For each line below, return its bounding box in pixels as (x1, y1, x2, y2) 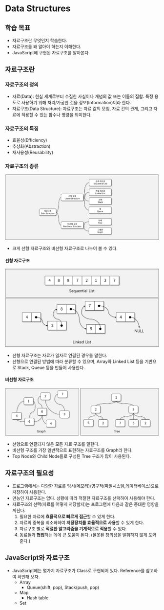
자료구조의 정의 (5, 81, 39, 88)
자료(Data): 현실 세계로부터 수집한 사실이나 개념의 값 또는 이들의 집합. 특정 (12, 93, 154, 99)
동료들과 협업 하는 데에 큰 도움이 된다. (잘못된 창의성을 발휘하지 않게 (19, 532, 147, 538)
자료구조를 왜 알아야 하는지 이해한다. (12, 44, 82, 49)
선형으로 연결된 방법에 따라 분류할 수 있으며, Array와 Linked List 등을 (12, 358, 144, 364)
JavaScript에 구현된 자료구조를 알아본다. (12, 50, 90, 55)
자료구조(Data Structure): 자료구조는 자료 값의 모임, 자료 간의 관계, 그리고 (12, 106, 153, 112)
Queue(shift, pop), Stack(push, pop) (26, 584, 100, 590)
